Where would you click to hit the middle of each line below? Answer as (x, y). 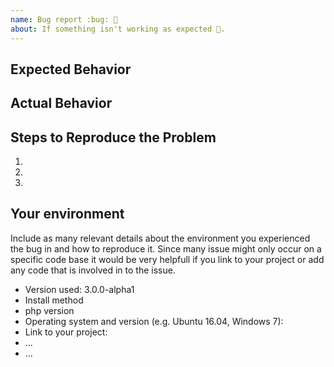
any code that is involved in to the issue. (93, 270)
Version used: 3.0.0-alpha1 (79, 289)
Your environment (67, 214)
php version (49, 310)
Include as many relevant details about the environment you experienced (160, 238)
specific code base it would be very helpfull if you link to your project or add (167, 259)
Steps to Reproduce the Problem (113, 137)
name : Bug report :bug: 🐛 (64, 19)
